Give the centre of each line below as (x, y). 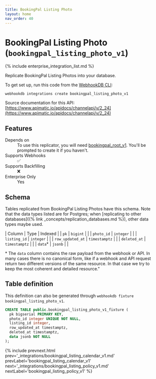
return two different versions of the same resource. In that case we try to (77, 263)
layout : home (18, 14)
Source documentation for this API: (40, 103)
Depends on (17, 140)
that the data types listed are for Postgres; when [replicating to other (73, 214)
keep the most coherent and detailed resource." (52, 268)
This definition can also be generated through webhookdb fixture (69, 296)
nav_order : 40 (19, 18)
